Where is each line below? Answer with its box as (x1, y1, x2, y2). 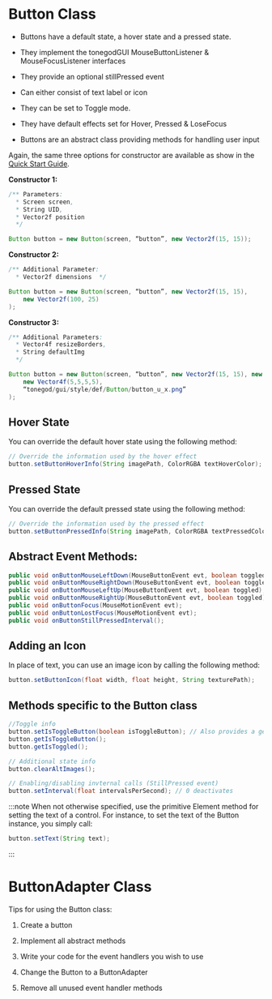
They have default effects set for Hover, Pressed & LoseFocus (19, 118, 227, 128)
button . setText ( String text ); (8, 834, 111, 843)
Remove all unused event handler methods (19, 983, 164, 993)
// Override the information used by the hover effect (8, 452, 198, 461)
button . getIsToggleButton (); (8, 735, 107, 743)
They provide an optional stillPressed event (19, 71, 164, 81)
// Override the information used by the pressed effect (8, 520, 205, 528)
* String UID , (15, 205, 63, 213)
